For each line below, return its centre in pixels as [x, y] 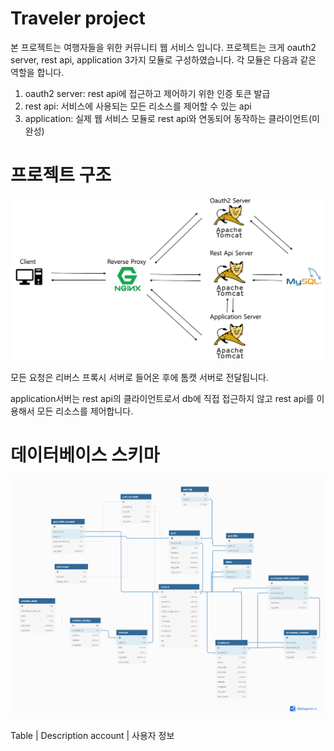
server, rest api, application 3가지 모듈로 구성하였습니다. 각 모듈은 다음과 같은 [163, 59]
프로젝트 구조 [61, 175]
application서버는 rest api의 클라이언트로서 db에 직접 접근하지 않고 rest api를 [162, 399]
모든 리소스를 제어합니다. [85, 411]
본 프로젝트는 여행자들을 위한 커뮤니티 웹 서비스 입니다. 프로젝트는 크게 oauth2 [163, 47]
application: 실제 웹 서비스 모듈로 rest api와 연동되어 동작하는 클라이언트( [168, 118]
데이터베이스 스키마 [85, 455]
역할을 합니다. [37, 72]
